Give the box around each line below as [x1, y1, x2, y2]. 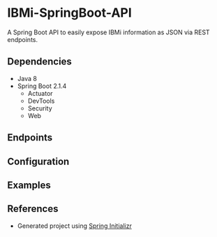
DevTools [27, 96, 55, 105]
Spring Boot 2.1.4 [17, 82, 67, 90]
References [7, 203, 59, 215]
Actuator [27, 89, 54, 97]
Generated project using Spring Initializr [17, 222, 133, 230]
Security [27, 103, 52, 113]
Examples [7, 179, 51, 191]
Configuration [7, 155, 70, 167]
